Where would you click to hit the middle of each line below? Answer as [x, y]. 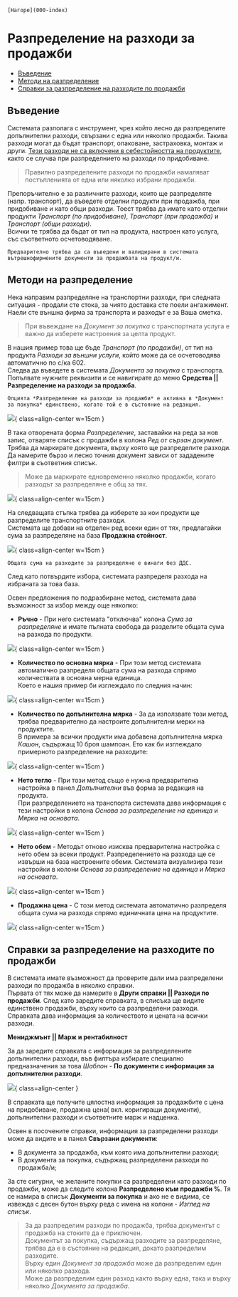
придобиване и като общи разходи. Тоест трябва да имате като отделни [118, 208]
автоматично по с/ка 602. [47, 363]
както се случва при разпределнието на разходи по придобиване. [108, 158]
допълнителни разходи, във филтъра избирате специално [96, 1058]
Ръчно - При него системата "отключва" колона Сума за [105, 619]
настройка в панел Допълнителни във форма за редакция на [111, 788]
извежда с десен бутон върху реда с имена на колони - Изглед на [109, 1204]
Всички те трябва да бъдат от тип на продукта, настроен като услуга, [113, 231]
